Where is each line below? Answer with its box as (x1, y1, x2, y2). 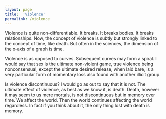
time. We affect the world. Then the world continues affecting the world (5, 97, 152, 103)
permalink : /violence (5, 16, 50, 21)
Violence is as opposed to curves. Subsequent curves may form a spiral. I (5, 56, 157, 62)
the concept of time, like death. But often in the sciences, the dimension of (5, 41, 159, 47)
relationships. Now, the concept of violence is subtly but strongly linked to (5, 35, 157, 41)
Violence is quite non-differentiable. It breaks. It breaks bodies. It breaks (5, 30, 154, 36)
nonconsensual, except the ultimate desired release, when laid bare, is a (5, 66, 154, 72)
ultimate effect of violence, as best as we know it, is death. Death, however (5, 87, 160, 93)
